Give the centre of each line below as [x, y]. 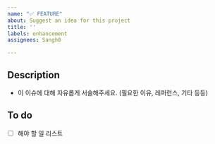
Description [33, 75]
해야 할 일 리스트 [40, 133]
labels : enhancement [38, 34]
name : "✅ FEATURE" [35, 14]
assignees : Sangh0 [34, 40]
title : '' [22, 27]
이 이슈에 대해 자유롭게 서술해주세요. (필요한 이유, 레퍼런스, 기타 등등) [113, 92]
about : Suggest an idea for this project [69, 20]
